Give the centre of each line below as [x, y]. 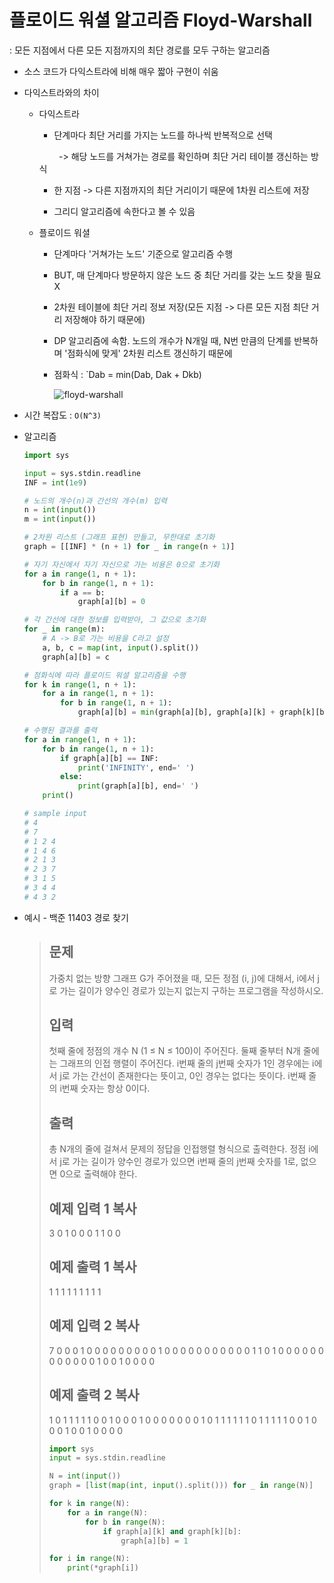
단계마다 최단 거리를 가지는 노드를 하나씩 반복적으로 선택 [163, 135]
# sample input [55, 814]
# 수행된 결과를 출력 [60, 731]
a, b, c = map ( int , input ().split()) [121, 647]
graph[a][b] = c [76, 657]
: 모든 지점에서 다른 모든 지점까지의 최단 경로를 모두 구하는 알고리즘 [140, 50]
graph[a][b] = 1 [154, 1541]
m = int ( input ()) [60, 519]
